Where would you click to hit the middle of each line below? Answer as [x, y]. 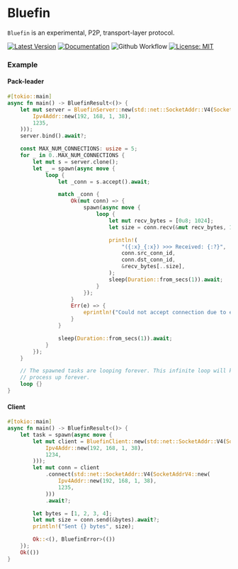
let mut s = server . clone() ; [76, 162]
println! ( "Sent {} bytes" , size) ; [84, 527]
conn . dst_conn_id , [148, 260]
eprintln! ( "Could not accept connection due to [155, 313]
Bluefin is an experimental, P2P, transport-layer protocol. [91, 33]
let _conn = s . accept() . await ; [104, 182]
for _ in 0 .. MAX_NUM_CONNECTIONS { [73, 156]
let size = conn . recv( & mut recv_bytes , [168, 227]
